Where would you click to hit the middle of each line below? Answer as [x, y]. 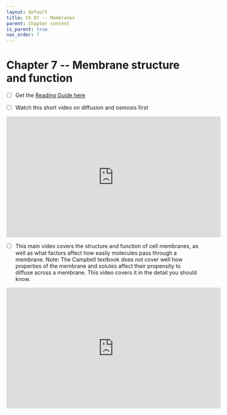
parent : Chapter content [38, 23]
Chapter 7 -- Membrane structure [93, 65]
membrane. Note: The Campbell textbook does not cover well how [99, 260]
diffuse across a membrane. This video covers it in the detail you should [106, 273]
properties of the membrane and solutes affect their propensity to [98, 266]
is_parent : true [27, 29]
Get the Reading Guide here [50, 95]
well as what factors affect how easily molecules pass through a [96, 253]
